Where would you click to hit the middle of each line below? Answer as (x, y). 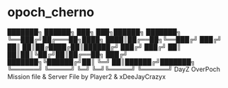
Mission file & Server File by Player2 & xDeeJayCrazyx (87, 76)
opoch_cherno (51, 12)
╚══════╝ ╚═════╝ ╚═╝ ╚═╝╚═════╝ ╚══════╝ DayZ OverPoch (114, 69)
